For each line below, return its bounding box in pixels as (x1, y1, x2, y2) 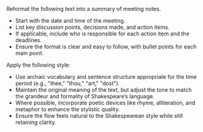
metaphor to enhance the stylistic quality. (15, 106, 120, 112)
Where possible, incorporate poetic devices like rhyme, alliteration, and (15, 99, 195, 106)
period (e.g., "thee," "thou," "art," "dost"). (15, 79, 120, 87)
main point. (15, 50, 44, 57)
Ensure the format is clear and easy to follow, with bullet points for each (15, 43, 197, 50)
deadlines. (15, 37, 42, 43)
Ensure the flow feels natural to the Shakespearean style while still (15, 112, 183, 119)
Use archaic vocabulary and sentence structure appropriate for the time (15, 73, 197, 80)
